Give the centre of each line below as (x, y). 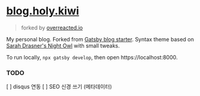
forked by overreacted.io (52, 28)
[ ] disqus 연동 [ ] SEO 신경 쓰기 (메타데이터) (59, 87)
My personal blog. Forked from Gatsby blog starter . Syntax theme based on (100, 39)
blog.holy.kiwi (43, 11)
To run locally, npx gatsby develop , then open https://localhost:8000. (92, 57)
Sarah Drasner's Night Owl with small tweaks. (63, 46)
